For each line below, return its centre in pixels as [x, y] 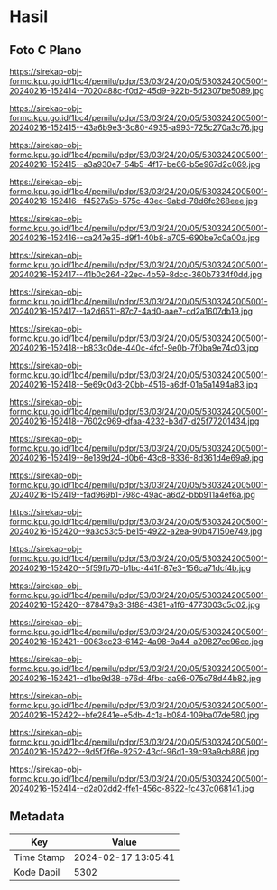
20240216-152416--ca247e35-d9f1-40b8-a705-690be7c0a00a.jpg [134, 238]
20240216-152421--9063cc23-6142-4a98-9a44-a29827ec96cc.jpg [136, 642]
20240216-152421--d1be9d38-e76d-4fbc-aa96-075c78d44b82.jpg [135, 678]
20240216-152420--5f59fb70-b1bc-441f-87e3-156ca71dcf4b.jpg [130, 568]
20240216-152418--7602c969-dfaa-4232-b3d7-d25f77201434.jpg [134, 421]
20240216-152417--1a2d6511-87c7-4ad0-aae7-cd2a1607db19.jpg [131, 311]
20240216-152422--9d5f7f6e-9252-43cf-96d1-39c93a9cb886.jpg [134, 751]
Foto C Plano [46, 50]
